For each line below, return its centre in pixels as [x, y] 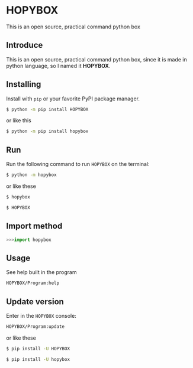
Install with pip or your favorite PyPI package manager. [73, 99]
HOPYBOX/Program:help [33, 283]
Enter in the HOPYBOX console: [41, 315]
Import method [34, 226]
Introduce [25, 45]
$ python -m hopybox [32, 175]
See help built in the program [41, 272]
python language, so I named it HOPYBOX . [58, 66]
